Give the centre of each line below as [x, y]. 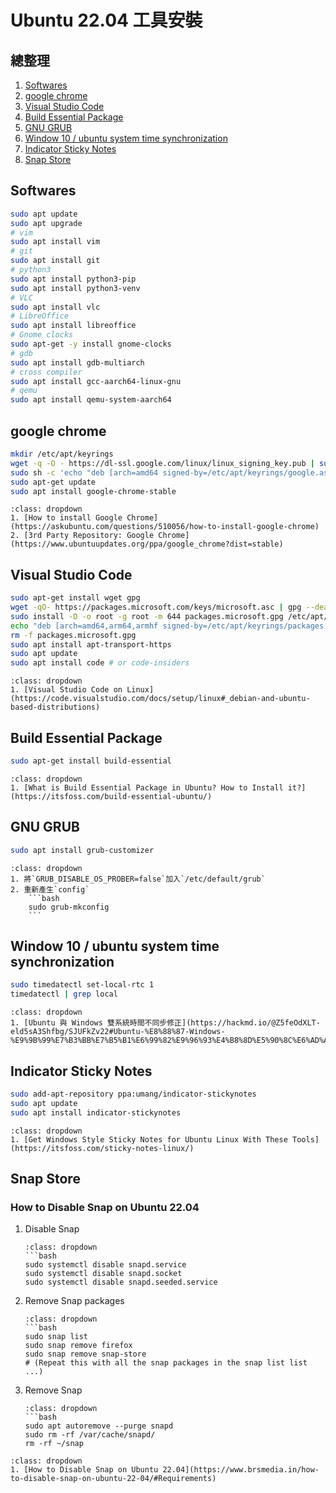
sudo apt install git [55, 261]
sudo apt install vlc [55, 307]
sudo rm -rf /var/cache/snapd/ [90, 1435]
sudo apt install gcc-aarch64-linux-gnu [96, 381]
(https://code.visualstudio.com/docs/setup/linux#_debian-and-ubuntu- [160, 699]
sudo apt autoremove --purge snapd [99, 1426]
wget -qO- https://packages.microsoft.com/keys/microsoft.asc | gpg [156, 607]
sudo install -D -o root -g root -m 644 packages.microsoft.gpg [147, 616]
